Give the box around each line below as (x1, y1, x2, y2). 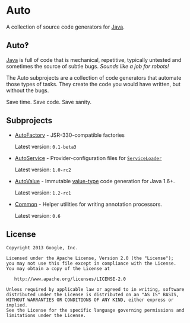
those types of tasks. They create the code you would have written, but (6, 80, 181, 87)
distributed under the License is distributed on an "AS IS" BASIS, (6, 292, 179, 298)
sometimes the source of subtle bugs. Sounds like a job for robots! (6, 62, 169, 70)
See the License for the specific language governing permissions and (6, 308, 185, 313)
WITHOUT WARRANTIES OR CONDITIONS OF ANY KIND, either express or (6, 297, 174, 303)
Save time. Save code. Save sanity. (6, 98, 92, 105)
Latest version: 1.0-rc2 (14, 166, 71, 173)
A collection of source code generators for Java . (6, 23, 125, 30)
